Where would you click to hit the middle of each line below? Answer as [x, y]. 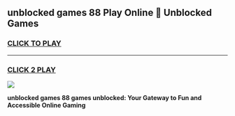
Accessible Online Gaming [47, 105]
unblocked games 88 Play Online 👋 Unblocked [109, 13]
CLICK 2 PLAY [31, 69]
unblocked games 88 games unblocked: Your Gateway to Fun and [105, 97]
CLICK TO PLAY [34, 44]
